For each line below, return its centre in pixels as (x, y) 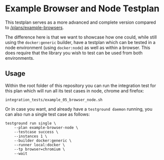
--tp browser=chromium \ (40, 149)
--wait (21, 154)
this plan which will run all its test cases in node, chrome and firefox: (75, 91)
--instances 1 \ (31, 136)
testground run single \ (31, 123)
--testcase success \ (36, 132)
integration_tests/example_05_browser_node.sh (54, 100)
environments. (20, 58)
